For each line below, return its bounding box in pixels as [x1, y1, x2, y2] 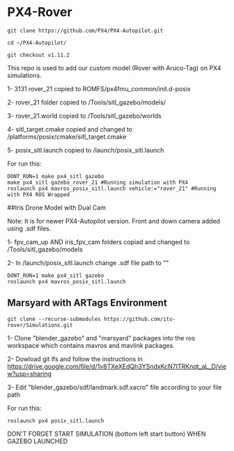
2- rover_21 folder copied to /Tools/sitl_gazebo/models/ [7, 98, 166, 106]
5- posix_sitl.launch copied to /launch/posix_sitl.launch [7, 145, 164, 154]
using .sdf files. [7, 224, 52, 232]
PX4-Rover [7, 4, 72, 20]
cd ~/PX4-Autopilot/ [7, 39, 68, 46]
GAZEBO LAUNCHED [7, 436, 68, 445]
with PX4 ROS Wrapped [7, 191, 70, 198]
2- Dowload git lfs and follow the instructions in [7, 354, 143, 363]
